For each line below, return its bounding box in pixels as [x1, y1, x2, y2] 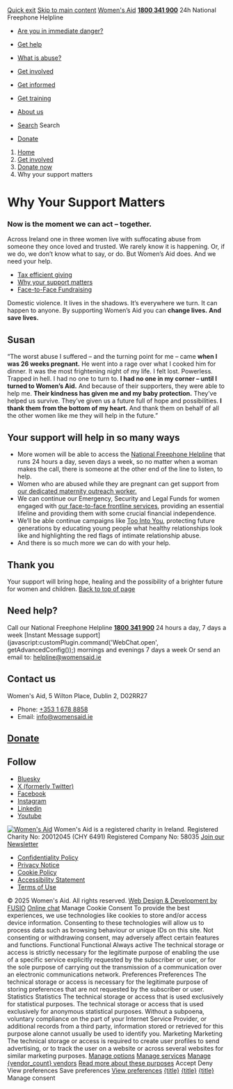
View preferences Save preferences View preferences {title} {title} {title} [7, 1066, 214, 1074]
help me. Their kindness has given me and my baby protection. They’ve [7, 389, 217, 398]
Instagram [17, 796, 47, 805]
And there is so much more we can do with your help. [17, 539, 171, 547]
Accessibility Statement [17, 876, 86, 884]
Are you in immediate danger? [17, 27, 104, 35]
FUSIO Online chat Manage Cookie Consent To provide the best [7, 903, 190, 912]
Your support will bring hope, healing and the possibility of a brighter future [7, 577, 223, 586]
